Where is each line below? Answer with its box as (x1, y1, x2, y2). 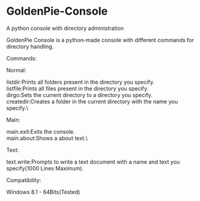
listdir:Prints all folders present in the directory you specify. (6, 78, 155, 86)
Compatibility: (6, 176, 41, 184)
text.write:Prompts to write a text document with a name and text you (6, 158, 180, 166)
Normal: (6, 66, 26, 74)
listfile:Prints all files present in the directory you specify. (6, 84, 149, 92)
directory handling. (6, 43, 54, 50)
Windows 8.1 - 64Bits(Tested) (6, 188, 80, 196)
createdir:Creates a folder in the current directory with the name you (6, 98, 178, 105)
